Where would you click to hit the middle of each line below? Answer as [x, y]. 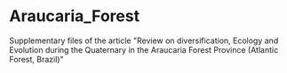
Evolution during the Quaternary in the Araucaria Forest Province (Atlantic [144, 49]
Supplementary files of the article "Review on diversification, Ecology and [144, 40]
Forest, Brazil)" [36, 59]
